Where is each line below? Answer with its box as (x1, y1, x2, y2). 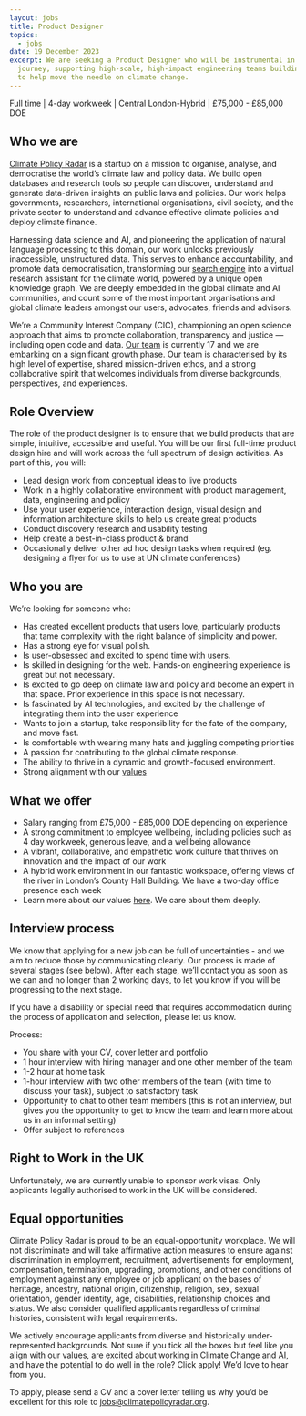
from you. (9, 1369, 46, 1380)
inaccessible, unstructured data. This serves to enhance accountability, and (9, 253, 294, 265)
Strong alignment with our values (22, 766, 148, 777)
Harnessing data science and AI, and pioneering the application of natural (9, 234, 286, 245)
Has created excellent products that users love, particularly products (22, 621, 280, 632)
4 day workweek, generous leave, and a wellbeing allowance (22, 837, 252, 847)
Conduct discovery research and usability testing (22, 524, 208, 535)
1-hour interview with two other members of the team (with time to (22, 1076, 272, 1087)
